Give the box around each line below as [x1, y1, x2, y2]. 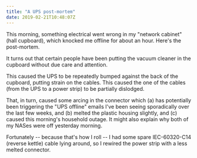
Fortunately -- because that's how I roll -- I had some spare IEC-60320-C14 [6, 133, 192, 140]
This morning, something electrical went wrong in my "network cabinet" [6, 30, 182, 37]
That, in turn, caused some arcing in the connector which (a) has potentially [6, 96, 192, 104]
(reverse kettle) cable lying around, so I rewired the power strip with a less [6, 140, 188, 147]
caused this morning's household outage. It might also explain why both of [6, 115, 189, 122]
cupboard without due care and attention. [6, 61, 108, 68]
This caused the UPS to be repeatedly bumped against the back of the [6, 72, 179, 80]
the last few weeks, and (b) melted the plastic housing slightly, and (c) [6, 109, 177, 116]
